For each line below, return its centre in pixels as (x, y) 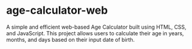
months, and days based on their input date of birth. (70, 39)
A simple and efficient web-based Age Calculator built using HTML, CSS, (96, 27)
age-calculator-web (57, 10)
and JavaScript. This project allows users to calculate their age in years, (95, 33)
